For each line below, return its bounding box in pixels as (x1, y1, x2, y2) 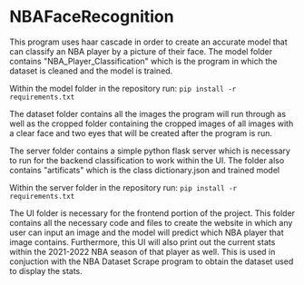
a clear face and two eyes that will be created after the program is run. (9, 127, 273, 138)
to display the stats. (9, 265, 83, 276)
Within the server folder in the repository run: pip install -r (9, 182, 238, 192)
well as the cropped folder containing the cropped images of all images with (9, 118, 294, 129)
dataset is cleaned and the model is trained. (9, 65, 173, 76)
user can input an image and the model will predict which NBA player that (9, 227, 284, 238)
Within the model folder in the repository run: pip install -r (9, 83, 237, 93)
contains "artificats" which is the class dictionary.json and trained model (9, 164, 279, 175)
